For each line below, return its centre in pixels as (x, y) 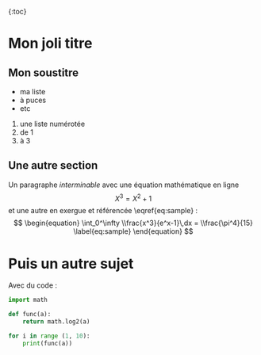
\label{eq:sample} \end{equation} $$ (133, 231)
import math (28, 300)
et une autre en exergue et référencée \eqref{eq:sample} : (103, 211)
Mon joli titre (50, 44)
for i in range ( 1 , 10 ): (49, 336)
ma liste (33, 92)
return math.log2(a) (56, 322)
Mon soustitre (44, 73)
